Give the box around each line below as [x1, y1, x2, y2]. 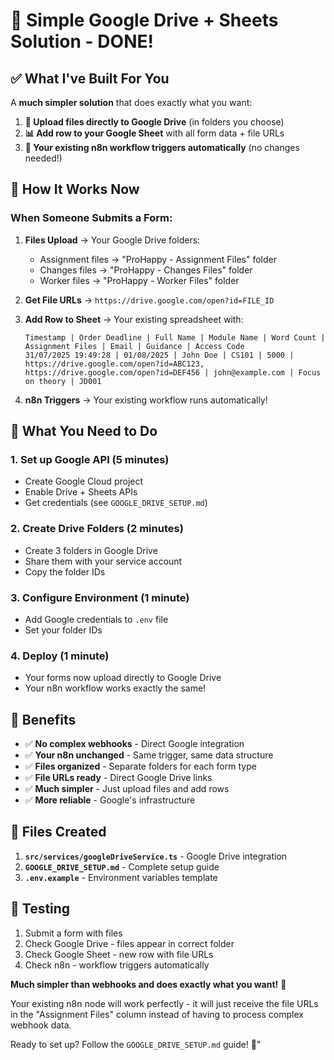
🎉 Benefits [10, 711, 77, 728]
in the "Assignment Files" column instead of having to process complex [10, 1008, 304, 1020]
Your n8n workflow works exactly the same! [24, 682, 207, 694]
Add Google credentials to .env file [24, 613, 169, 625]
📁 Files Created [10, 824, 107, 841]
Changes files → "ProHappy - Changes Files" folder [39, 264, 253, 276]
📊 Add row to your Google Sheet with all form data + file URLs [24, 127, 285, 139]
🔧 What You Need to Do [10, 423, 158, 440]
